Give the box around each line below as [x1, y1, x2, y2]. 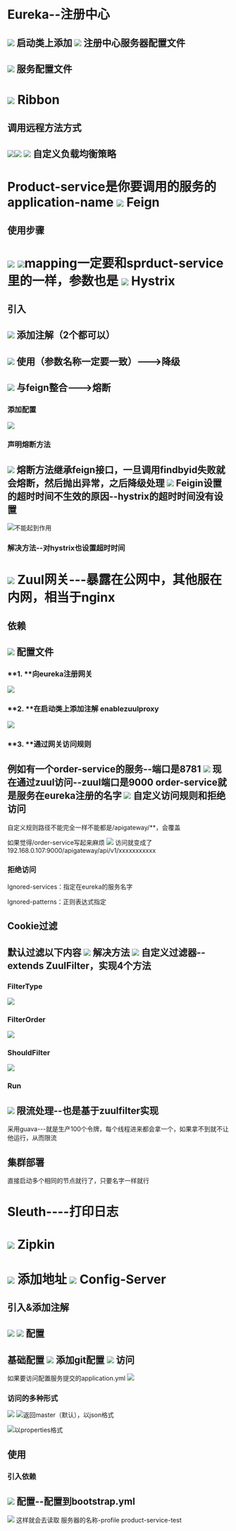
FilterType [7, 981, 43, 991]
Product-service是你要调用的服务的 [7, 179, 217, 195]
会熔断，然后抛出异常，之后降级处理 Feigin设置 [7, 477, 222, 489]
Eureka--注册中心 [7, 6, 111, 23]
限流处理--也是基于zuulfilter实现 [16, 1105, 159, 1117]
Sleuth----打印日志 [7, 1204, 119, 1220]
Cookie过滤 [7, 920, 58, 932]
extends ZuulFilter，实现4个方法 [7, 960, 151, 972]
